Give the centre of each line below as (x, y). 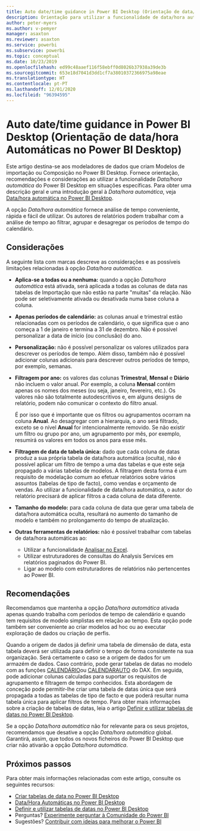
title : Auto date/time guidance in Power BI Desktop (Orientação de (93, 12)
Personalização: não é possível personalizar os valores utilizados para (102, 347)
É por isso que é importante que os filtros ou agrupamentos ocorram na (103, 415)
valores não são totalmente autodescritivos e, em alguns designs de (98, 397)
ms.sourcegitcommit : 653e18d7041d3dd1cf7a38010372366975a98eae (86, 73)
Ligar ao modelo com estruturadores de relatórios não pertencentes (107, 569)
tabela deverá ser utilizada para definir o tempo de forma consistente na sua (100, 651)
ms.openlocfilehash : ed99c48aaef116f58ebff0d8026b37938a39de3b (86, 67)
